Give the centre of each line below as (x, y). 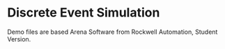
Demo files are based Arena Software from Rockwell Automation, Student (113, 32)
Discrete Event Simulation (84, 13)
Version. (19, 39)
